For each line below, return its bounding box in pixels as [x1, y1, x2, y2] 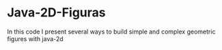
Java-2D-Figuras [7, 5, 106, 21]
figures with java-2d [7, 34, 64, 42]
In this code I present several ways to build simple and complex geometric [7, 27, 216, 36]
